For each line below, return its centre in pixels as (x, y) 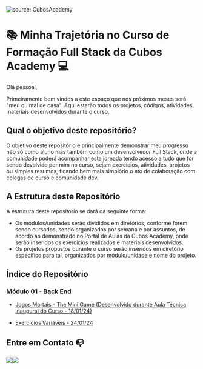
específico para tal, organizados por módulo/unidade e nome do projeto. (106, 255)
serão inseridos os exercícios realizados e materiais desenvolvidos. (99, 242)
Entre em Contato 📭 (45, 343)
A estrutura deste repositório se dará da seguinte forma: (76, 211)
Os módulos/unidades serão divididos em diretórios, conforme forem (101, 223)
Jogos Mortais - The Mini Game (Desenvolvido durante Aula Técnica (101, 305)
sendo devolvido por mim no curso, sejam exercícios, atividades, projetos (98, 165)
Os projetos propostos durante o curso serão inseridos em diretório (99, 248)
